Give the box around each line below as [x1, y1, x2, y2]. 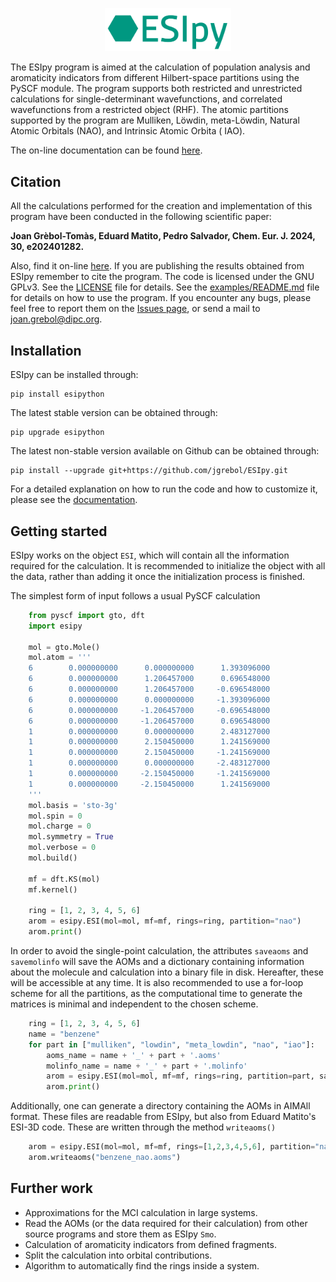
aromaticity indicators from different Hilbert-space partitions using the [10, 72, 300, 84]
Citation [10, 173, 62, 190]
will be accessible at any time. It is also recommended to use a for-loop [10, 977, 304, 989]
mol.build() [28, 853, 78, 863]
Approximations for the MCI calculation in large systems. [24, 1206, 258, 1218]
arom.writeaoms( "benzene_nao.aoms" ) [28, 1153, 182, 1163]
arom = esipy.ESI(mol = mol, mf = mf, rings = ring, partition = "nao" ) [28, 916, 302, 927]
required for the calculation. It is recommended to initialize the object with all [10, 559, 326, 572]
